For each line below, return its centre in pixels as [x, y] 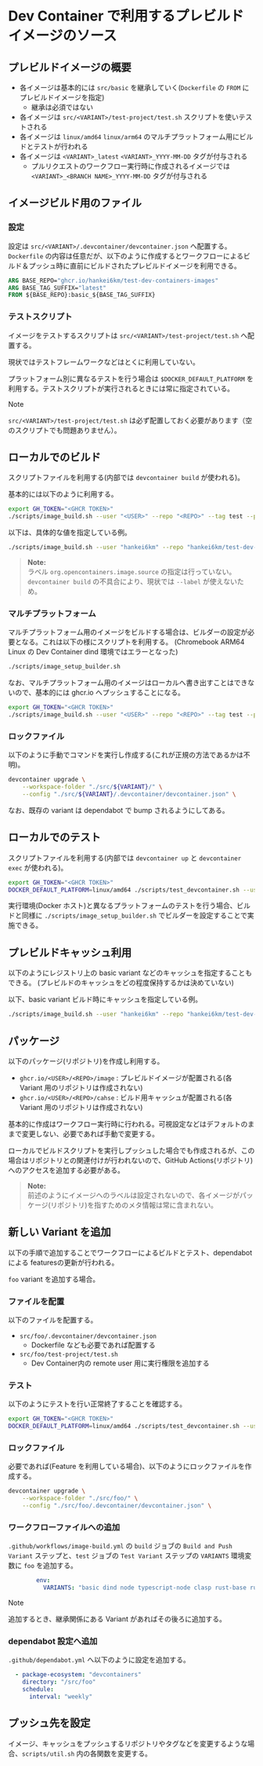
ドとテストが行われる [54, 147]
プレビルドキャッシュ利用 [70, 953]
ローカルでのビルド [54, 457]
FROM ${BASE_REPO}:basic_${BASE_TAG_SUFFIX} [82, 295]
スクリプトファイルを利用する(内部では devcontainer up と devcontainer [125, 858]
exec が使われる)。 [38, 867]
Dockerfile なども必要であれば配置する [94, 1345]
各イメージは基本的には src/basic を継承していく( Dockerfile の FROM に [134, 88]
